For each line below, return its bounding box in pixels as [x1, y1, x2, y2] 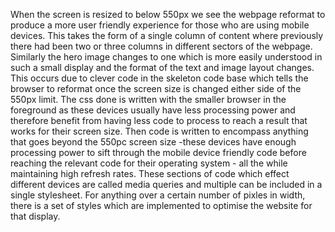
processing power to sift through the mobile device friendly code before [10, 147, 307, 158]
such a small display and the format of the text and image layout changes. [10, 62, 315, 73]
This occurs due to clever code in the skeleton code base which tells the [10, 72, 309, 84]
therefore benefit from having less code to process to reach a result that [10, 115, 308, 126]
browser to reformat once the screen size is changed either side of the [10, 83, 302, 94]
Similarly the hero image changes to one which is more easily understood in [10, 51, 323, 63]
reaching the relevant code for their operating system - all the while [10, 157, 288, 169]
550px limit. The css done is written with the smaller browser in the [10, 94, 287, 105]
